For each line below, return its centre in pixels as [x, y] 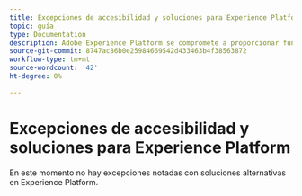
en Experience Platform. [54, 182]
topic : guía [31, 26]
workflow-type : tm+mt [50, 59]
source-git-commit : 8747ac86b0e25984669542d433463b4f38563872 [128, 51]
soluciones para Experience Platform [150, 147]
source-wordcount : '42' [54, 68]
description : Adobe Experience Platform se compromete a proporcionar [144, 43]
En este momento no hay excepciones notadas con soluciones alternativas [147, 173]
